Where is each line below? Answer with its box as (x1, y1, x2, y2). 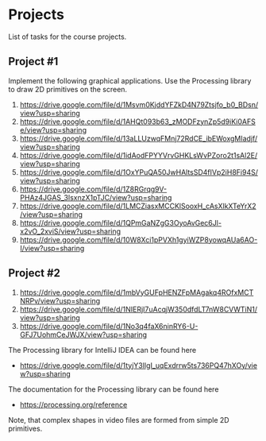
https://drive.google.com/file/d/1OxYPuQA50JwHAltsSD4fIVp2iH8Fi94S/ (19, 167, 258, 176)
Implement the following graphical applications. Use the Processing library (8, 75, 252, 85)
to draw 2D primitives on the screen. (8, 84, 128, 94)
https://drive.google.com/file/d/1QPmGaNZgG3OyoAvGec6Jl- (19, 218, 222, 227)
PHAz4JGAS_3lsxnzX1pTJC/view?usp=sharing (19, 192, 172, 202)
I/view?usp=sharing (19, 243, 85, 253)
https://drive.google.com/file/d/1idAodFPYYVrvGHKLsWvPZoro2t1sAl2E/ (19, 150, 258, 160)
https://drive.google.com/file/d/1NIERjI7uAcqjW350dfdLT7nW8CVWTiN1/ (19, 304, 258, 314)
